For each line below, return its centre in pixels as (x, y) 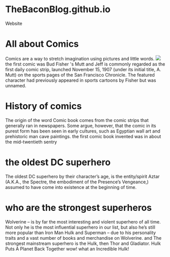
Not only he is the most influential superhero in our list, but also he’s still (80, 227)
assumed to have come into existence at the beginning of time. (71, 187)
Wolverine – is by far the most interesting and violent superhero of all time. (83, 221)
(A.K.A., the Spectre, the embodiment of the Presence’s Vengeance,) (77, 182)
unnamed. (16, 85)
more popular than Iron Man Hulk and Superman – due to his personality (81, 233)
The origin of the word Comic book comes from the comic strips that (77, 120)
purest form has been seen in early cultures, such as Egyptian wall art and (83, 131)
